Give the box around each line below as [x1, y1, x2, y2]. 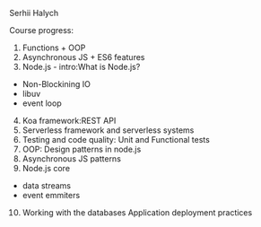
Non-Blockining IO [22, 79, 91, 89]
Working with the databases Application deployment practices [22, 207, 253, 218]
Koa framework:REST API [22, 116, 117, 126]
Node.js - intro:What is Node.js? [22, 62, 141, 72]
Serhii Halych [9, 8, 59, 18]
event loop [22, 98, 62, 109]
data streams [22, 180, 72, 191]
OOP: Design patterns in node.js [22, 144, 142, 154]
